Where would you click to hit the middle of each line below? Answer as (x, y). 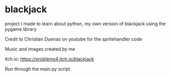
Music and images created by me (40, 49)
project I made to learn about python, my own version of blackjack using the (85, 24)
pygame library (21, 29)
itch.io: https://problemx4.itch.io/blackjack (50, 59)
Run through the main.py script (37, 69)
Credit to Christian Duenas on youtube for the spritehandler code (73, 39)
